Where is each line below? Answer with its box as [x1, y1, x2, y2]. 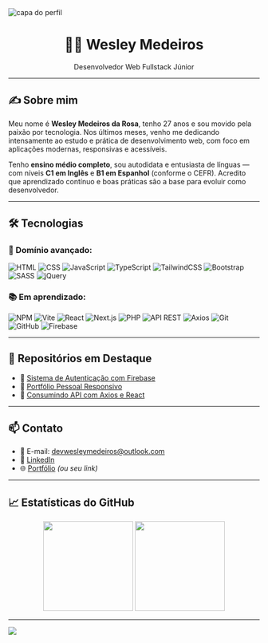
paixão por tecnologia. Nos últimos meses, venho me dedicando [8, 127, 220, 136]
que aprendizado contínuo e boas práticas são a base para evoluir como [8, 176, 246, 186]
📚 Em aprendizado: [8, 291, 86, 302]
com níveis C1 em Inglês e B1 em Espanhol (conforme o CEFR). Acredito [8, 168, 246, 178]
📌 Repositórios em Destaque [8, 352, 152, 365]
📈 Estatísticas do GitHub [8, 495, 135, 509]
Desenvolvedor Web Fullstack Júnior [73, 61, 195, 71]
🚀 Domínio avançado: [8, 245, 93, 256]
